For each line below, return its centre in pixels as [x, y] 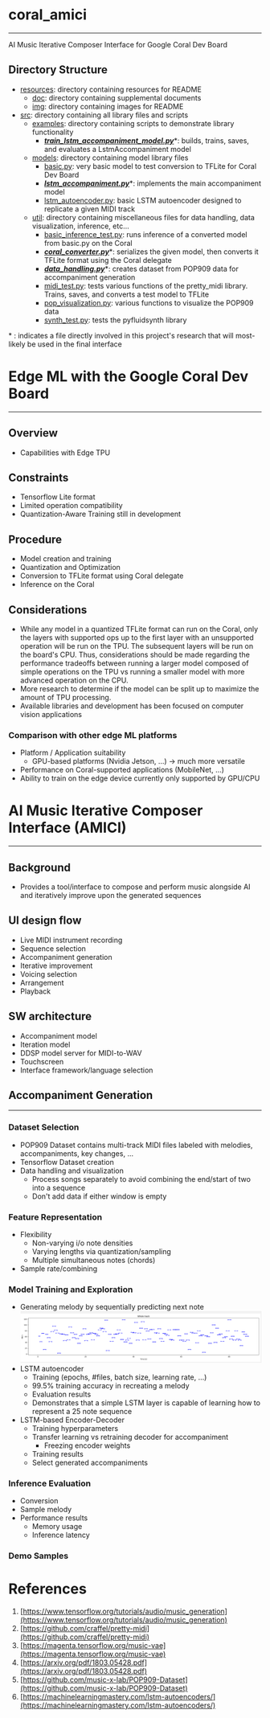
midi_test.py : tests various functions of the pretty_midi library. [146, 285]
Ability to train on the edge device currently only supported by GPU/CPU [140, 778]
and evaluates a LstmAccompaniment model [117, 149]
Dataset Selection [44, 1127]
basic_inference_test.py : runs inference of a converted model [145, 234]
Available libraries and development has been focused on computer [132, 706]
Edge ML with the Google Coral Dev [129, 376]
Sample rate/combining [59, 1269]
